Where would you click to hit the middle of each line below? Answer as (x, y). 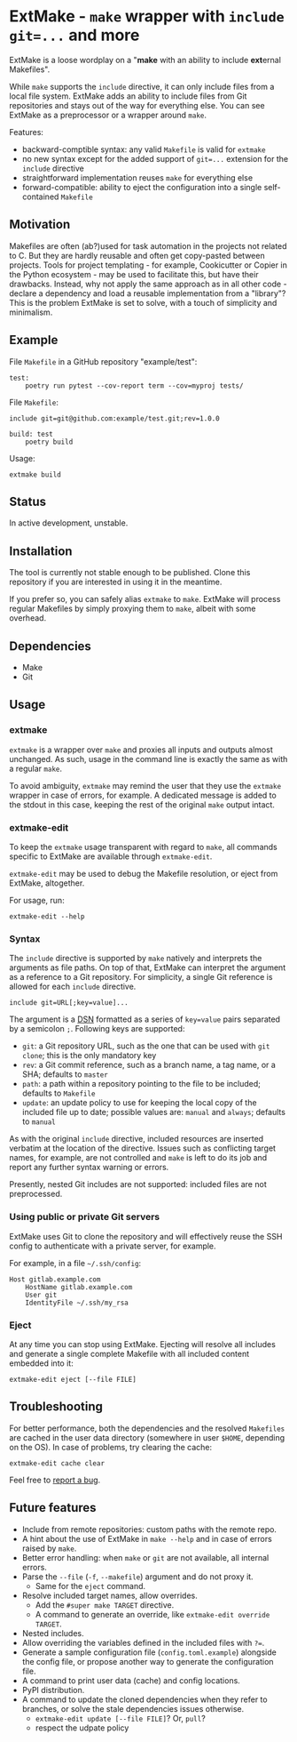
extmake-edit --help (47, 916)
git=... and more (74, 35)
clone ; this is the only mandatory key (89, 1056)
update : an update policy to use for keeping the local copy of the (139, 1103)
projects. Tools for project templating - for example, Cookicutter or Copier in (148, 265)
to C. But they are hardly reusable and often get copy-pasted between (137, 255)
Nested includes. (53, 1633)
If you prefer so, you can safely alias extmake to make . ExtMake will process (145, 599)
